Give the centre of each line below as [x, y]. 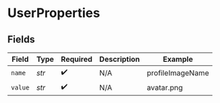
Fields [21, 39]
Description [120, 59]
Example [178, 59]
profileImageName [178, 72]
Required [76, 59]
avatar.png [165, 87]
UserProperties [54, 13]
